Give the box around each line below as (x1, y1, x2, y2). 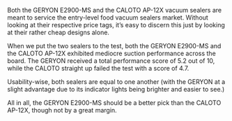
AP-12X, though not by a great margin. (7, 106, 117, 114)
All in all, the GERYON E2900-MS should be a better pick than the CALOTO (7, 99, 222, 107)
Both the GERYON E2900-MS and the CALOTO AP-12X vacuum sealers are (7, 6, 222, 14)
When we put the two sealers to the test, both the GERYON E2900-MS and (7, 42, 222, 50)
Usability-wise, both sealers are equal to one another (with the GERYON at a (7, 78, 226, 86)
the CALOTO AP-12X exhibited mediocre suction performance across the (7, 49, 216, 57)
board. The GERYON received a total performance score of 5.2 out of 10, (7, 57, 215, 65)
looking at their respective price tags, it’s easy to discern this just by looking (7, 21, 225, 29)
